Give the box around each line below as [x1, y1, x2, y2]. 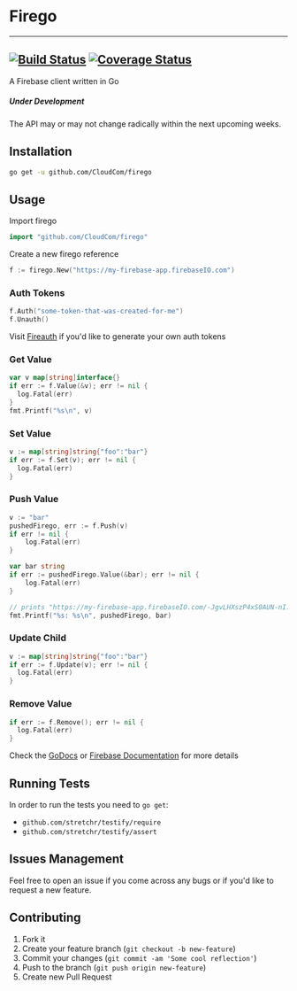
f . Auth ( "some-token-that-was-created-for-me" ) [9, 307, 184, 316]
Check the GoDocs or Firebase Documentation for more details [9, 750, 239, 761]
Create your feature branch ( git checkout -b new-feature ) [21, 943, 236, 954]
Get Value [9, 352, 52, 365]
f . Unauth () [9, 315, 49, 324]
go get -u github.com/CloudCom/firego [9, 167, 152, 176]
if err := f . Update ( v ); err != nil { [9, 660, 148, 670]
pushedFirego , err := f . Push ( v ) [9, 521, 128, 530]
